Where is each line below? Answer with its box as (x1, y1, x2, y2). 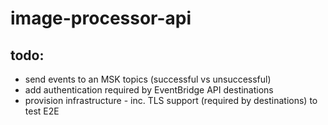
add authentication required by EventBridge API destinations (24, 84, 274, 96)
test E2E (24, 105, 60, 117)
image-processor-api (10, 7, 192, 30)
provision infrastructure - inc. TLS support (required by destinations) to (24, 95, 318, 106)
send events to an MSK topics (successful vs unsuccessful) (24, 73, 272, 85)
